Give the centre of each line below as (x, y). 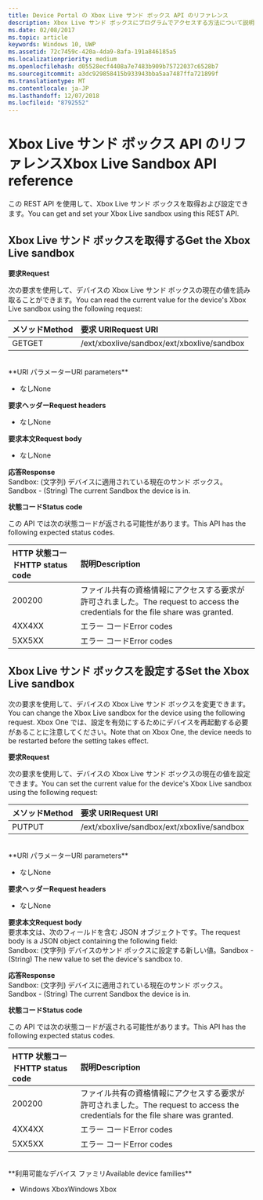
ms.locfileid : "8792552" (49, 103)
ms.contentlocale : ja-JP (49, 88)
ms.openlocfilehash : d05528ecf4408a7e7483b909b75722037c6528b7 (113, 67)
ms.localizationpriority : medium (63, 60)
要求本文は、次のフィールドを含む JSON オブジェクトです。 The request (124, 932)
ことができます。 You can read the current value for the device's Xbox (134, 300)
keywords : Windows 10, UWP (52, 45)
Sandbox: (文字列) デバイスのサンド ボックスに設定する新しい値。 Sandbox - (131, 950)
